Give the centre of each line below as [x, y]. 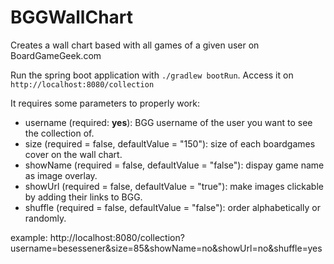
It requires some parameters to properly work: [105, 103]
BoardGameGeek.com [56, 55]
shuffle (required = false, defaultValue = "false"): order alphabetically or [172, 207]
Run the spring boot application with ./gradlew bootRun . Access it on [152, 75]
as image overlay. [61, 175]
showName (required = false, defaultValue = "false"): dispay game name [174, 165]
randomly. [45, 218]
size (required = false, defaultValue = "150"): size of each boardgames [170, 143]
